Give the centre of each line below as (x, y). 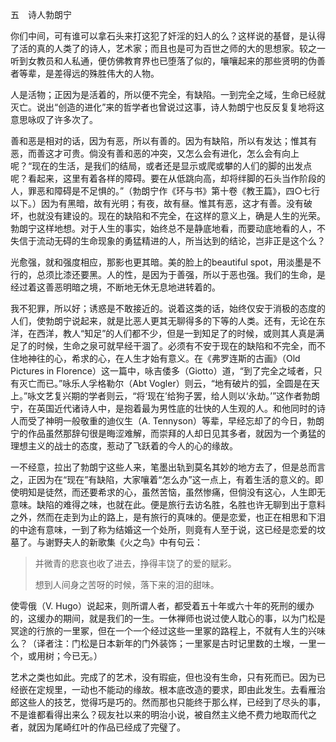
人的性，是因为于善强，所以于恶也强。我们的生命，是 (216, 274)
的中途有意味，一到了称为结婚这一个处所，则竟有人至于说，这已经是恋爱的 (163, 529)
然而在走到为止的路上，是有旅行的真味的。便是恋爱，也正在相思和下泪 (181, 517)
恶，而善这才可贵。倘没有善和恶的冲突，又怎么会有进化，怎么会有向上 (155, 153)
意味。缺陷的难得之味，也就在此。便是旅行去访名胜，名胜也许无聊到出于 (159, 504)
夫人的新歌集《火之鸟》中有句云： (132, 542)
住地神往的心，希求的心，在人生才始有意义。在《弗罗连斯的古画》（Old (155, 358)
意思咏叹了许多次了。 (54, 119)
